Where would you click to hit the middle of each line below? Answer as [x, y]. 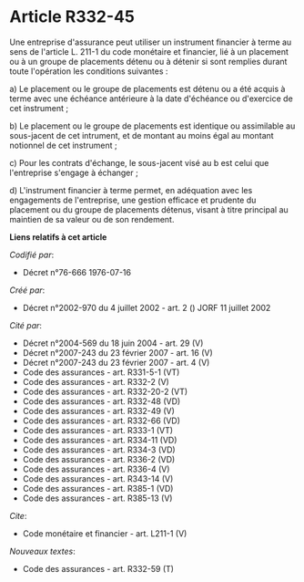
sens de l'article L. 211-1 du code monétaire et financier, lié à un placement [149, 51]
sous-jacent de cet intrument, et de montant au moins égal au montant [142, 135]
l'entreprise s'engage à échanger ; [74, 172]
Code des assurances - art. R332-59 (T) [98, 568]
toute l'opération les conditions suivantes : [89, 71]
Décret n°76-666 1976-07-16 [77, 272]
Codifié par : [32, 255]
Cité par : [26, 325]
